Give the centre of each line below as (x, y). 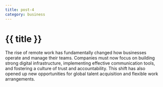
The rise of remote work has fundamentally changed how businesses (76, 53)
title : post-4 (20, 10)
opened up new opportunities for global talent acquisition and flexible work (82, 74)
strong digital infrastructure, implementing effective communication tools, (80, 63)
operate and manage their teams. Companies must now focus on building (80, 58)
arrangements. (20, 79)
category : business (25, 14)
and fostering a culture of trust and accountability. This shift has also (75, 69)
